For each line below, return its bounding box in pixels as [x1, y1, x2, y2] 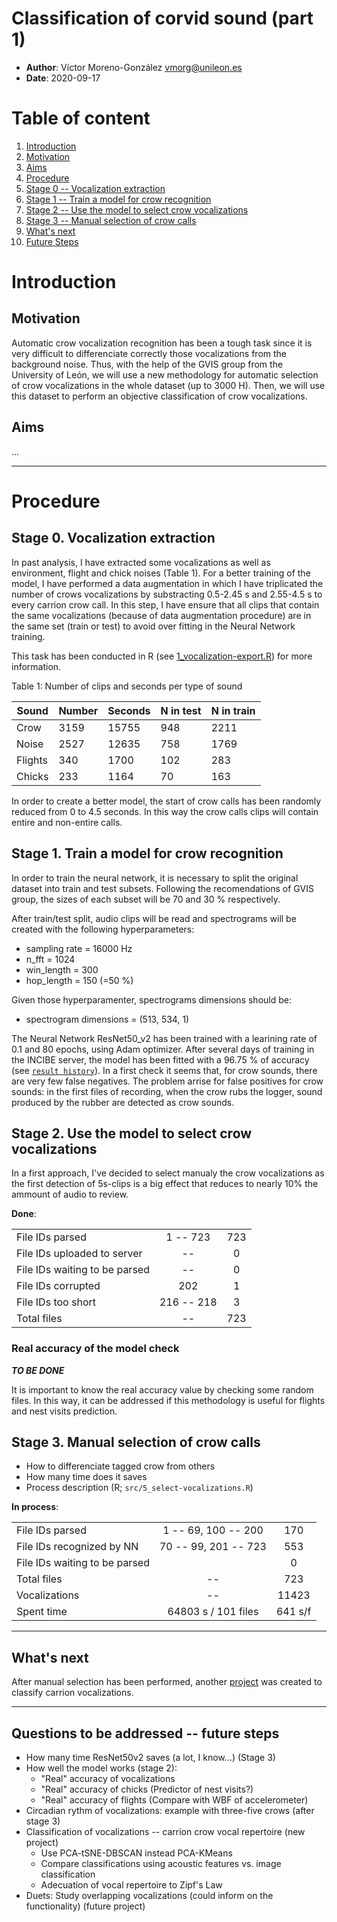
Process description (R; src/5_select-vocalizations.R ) [25, 1482, 254, 1494]
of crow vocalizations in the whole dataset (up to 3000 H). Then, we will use [11, 379, 326, 391]
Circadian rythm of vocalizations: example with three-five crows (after [25, 1805, 315, 1817]
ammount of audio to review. [11, 1188, 129, 1201]
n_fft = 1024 [25, 953, 76, 965]
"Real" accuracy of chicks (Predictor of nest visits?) [40, 1783, 254, 1796]
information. [11, 660, 62, 672]
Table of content [11, 107, 151, 130]
